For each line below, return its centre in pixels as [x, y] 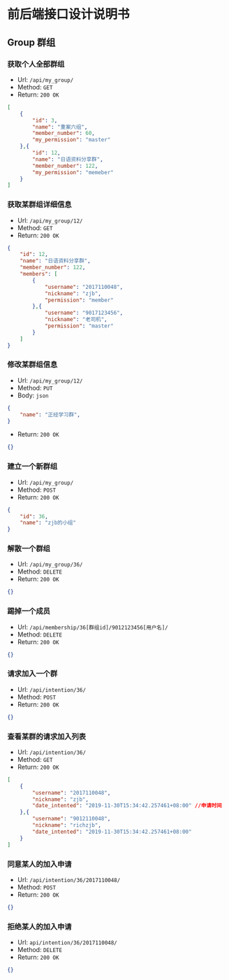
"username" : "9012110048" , [72, 819]
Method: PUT [35, 388]
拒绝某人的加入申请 [39, 926]
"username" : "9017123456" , [84, 313]
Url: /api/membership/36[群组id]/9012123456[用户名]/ [93, 627]
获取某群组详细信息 [39, 205]
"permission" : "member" [79, 300]
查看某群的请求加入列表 [46, 737]
